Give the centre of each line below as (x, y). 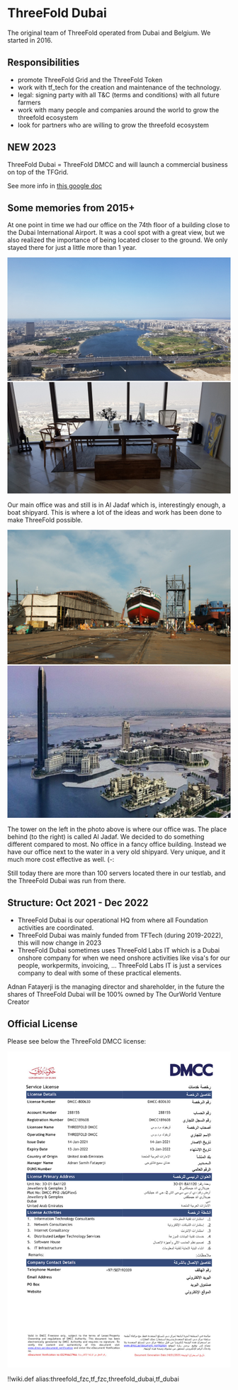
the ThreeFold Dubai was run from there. (67, 880)
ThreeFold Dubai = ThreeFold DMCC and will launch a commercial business (118, 164)
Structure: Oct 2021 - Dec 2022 (78, 903)
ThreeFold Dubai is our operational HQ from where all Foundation (113, 920)
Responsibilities (44, 63)
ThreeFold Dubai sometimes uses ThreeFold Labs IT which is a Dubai (119, 950)
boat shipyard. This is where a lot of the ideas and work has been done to (114, 513)
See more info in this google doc (55, 185)
